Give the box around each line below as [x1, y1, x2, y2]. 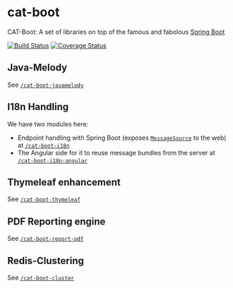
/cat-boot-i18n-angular [17, 157, 88, 164]
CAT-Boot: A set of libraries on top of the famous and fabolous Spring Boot [7, 28, 225, 36]
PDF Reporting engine [7, 215, 106, 227]
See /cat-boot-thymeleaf [7, 195, 81, 203]
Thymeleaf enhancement [7, 176, 121, 188]
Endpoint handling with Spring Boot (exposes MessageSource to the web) [17, 133, 227, 142]
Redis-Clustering [7, 255, 85, 267]
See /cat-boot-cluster [7, 273, 74, 282]
